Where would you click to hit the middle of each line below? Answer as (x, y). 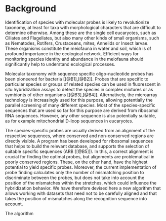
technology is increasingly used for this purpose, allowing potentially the (79, 100)
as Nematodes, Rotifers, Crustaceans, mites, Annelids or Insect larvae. (77, 43)
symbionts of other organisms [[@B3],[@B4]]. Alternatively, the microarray (81, 95)
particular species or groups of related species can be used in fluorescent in (83, 84)
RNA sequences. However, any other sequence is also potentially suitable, (81, 115)
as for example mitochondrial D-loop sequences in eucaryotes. (69, 121)
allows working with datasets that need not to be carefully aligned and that (81, 193)
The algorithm (19, 213)
